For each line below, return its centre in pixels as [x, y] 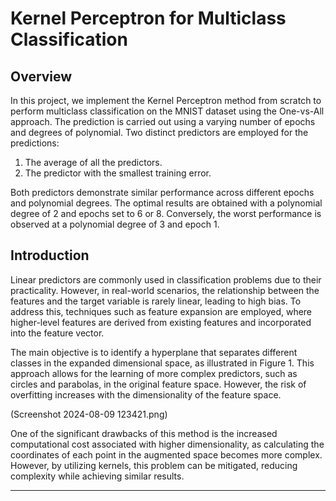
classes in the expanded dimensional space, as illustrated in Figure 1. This [162, 363]
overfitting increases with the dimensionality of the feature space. [146, 394]
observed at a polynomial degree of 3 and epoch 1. [115, 224]
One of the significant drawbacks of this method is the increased [144, 433]
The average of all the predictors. [93, 162]
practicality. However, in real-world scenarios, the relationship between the [165, 290]
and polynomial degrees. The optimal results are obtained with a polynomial [166, 203]
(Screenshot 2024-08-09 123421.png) [89, 414]
